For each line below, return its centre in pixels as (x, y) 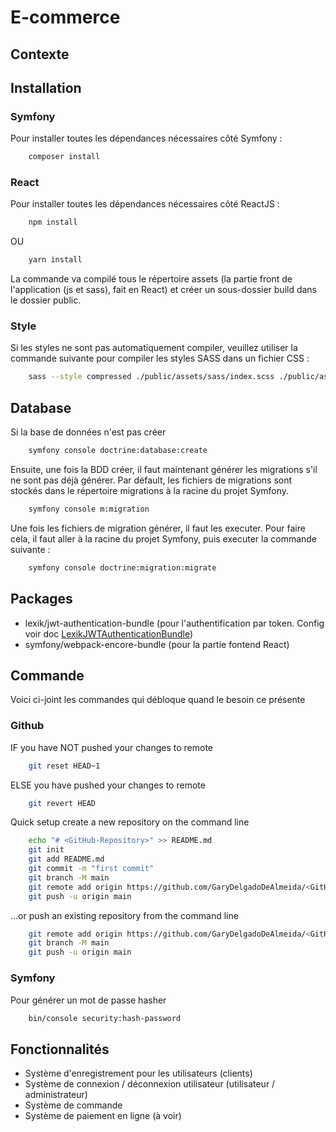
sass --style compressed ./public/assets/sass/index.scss (151, 377)
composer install (64, 157)
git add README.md (66, 859)
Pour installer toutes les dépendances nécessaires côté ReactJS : (145, 204)
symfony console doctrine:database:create (118, 451)
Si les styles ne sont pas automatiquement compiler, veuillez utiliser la (154, 348)
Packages (41, 599)
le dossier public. (46, 300)
